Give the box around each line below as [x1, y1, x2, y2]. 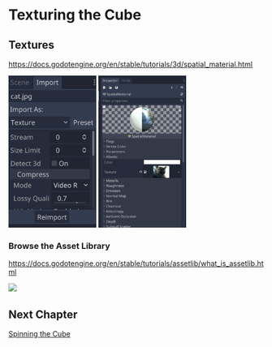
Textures [8, 38, 55, 52]
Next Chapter [8, 307, 78, 321]
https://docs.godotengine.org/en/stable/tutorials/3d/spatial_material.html [8, 59, 253, 69]
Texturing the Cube [8, 6, 142, 24]
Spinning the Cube [8, 329, 71, 339]
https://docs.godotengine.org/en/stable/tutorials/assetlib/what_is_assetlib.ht [8, 259, 264, 268]
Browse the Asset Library [8, 240, 111, 251]
